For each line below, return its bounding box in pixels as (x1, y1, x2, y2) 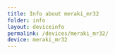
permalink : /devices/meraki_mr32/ (7, 29, 109, 37)
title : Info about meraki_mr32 (7, 10, 99, 18)
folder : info (7, 17, 46, 24)
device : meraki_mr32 (7, 36, 68, 43)
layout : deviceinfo (7, 23, 65, 30)
